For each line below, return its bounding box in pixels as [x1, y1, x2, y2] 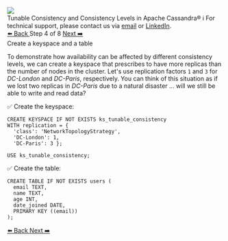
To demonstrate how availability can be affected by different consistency [7, 53, 213, 60]
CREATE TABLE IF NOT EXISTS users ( [7, 178, 112, 185]
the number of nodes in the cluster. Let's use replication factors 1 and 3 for [7, 67, 218, 75]
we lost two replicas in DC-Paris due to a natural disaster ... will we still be [7, 82, 216, 90]
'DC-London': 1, [13, 134, 60, 141]
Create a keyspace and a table [7, 39, 94, 47]
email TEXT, [13, 184, 48, 191]
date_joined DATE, [13, 202, 66, 209]
